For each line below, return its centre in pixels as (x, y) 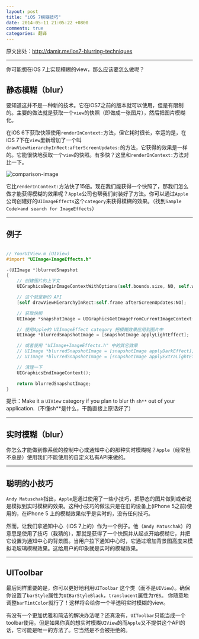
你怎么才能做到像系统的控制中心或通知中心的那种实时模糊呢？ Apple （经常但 (98, 450)
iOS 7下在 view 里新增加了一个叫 (44, 140)
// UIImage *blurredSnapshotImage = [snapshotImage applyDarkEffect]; (106, 351)
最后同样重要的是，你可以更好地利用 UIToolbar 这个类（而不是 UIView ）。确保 (98, 587)
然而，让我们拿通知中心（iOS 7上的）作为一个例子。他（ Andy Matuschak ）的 (99, 526)
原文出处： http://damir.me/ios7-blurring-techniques (69, 52)
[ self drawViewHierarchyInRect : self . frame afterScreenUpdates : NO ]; (102, 303)
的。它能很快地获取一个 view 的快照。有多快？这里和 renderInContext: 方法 (95, 155)
